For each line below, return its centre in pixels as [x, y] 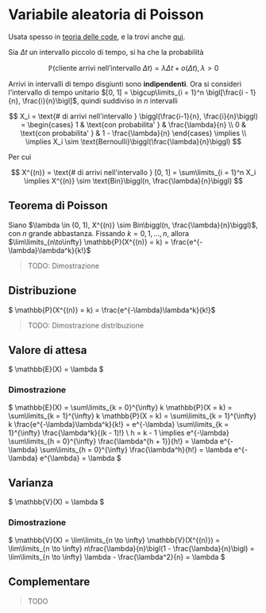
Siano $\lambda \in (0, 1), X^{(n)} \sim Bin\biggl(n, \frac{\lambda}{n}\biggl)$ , [133, 225]
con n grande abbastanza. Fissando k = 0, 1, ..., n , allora [98, 233]
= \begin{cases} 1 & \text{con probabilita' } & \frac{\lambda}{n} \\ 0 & [133, 124]
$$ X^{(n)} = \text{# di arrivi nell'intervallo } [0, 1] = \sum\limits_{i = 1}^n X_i [133, 172]
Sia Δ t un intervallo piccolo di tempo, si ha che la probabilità [106, 52]
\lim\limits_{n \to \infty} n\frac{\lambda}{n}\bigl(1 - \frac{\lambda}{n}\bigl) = [131, 548]
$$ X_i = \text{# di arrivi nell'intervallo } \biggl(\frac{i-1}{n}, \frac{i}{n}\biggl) [133, 116]
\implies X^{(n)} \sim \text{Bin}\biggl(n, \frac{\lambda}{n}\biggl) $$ [133, 180]
